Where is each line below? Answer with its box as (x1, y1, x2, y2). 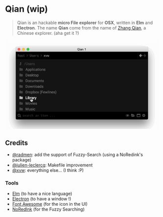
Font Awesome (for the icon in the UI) (12, 201, 88, 207)
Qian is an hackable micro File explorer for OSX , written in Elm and (17, 20, 153, 26)
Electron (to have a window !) (12, 196, 71, 202)
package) (12, 157, 32, 163)
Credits (5, 138, 28, 147)
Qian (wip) (5, 3, 48, 15)
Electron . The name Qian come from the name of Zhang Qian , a (17, 25, 146, 30)
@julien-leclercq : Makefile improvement (12, 162, 93, 168)
